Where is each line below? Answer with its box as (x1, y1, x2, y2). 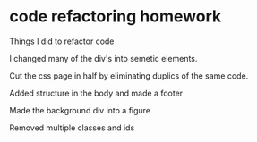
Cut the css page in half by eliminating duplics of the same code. (9, 70, 249, 81)
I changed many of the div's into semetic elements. (9, 53, 198, 63)
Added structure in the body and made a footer (9, 88, 184, 98)
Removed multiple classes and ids (9, 122, 135, 133)
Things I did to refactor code (9, 36, 115, 46)
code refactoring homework (9, 6, 222, 27)
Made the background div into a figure (9, 104, 150, 115)
